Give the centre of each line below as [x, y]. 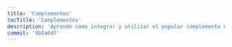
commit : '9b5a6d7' [33, 33]
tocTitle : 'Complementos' [44, 20]
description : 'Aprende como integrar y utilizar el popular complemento [114, 26]
